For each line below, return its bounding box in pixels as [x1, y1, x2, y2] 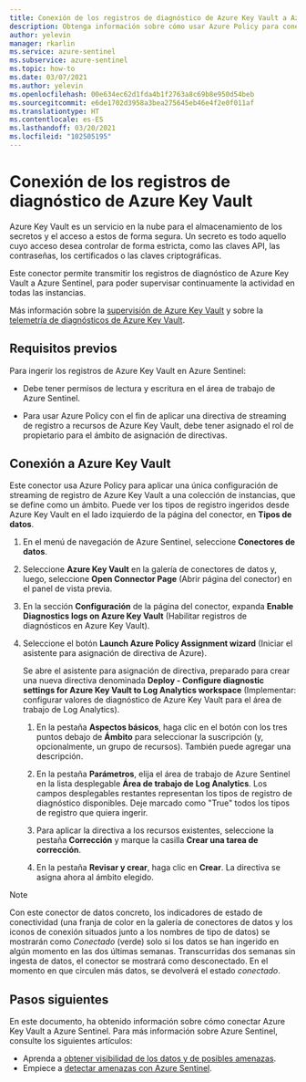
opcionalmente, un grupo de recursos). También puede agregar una [36, 741, 291, 753]
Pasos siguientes [9, 992, 109, 1007]
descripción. [36, 751, 84, 762]
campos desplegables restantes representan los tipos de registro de [36, 788, 293, 799]
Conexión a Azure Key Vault [9, 456, 171, 472]
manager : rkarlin [9, 38, 76, 48]
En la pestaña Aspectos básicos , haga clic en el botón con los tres [36, 722, 288, 733]
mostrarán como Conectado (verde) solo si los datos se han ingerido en [9, 936, 280, 947]
